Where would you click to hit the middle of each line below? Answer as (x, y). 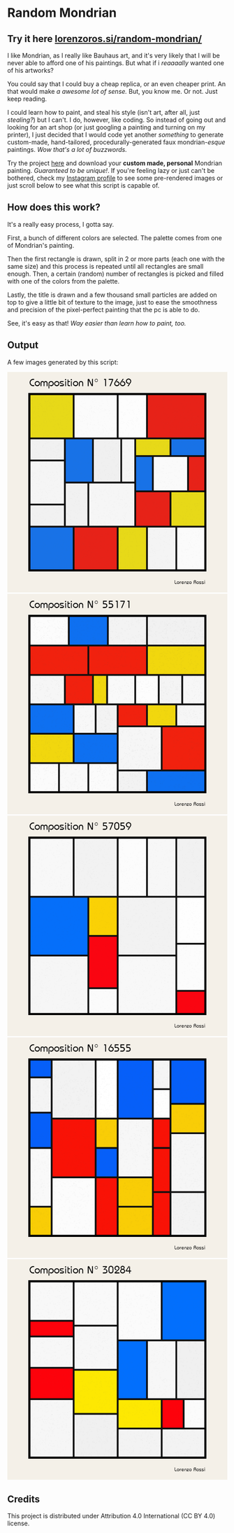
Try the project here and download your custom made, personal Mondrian (115, 163)
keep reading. (27, 99)
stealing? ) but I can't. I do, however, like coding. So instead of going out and (117, 120)
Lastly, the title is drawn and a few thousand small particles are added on (112, 295)
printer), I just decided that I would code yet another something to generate (115, 135)
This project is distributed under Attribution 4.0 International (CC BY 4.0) (111, 1516)
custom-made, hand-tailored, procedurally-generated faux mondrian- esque (116, 142)
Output (23, 345)
